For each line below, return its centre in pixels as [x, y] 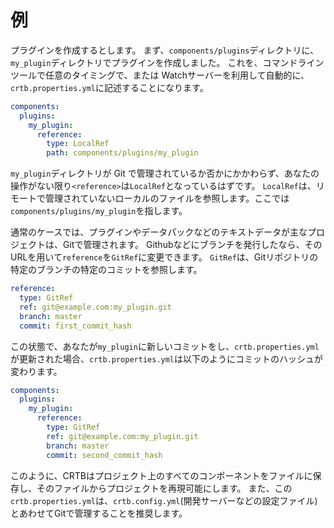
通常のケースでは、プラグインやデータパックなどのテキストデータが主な [159, 232]
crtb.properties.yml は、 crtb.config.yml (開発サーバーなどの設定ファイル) [164, 500]
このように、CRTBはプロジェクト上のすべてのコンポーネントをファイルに [161, 475]
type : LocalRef [78, 144]
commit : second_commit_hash [104, 455]
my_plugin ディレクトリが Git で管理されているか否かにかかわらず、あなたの [165, 173]
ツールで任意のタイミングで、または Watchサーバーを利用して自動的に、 [160, 75]
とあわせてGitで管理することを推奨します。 [99, 513]
